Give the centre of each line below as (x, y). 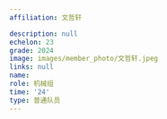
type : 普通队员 (35, 100)
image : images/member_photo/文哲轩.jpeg (84, 59)
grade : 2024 (31, 50)
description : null (44, 34)
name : (19, 76)
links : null (31, 67)
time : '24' (30, 92)
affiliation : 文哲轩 (46, 17)
